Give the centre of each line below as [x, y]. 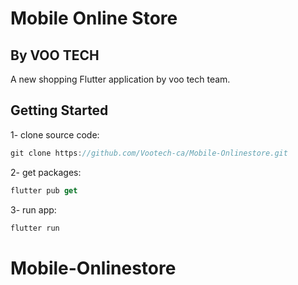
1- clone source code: [55, 134]
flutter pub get [44, 190]
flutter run [35, 228]
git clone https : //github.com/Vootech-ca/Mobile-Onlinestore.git [149, 153]
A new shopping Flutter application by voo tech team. [120, 79]
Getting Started [59, 110]
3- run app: [33, 209]
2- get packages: [46, 172]
